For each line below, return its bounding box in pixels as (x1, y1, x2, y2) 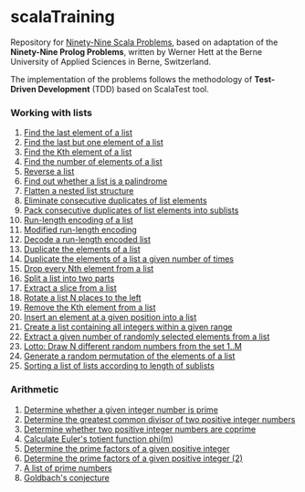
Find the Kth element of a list (23, 146, 132, 157)
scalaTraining (10, 6, 115, 27)
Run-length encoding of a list (23, 215, 133, 226)
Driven (10, 83, 37, 94)
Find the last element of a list (23, 127, 133, 138)
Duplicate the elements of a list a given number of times (23, 253, 235, 264)
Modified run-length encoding (23, 224, 138, 235)
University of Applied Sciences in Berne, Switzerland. (10, 56, 212, 67)
